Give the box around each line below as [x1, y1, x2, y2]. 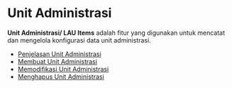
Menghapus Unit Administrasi [17, 72, 104, 81]
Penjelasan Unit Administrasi [17, 50, 101, 58]
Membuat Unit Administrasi [17, 57, 98, 65]
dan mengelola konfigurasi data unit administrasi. [7, 35, 151, 44]
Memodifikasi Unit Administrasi [17, 65, 109, 73]
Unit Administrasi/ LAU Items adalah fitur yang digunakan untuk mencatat [7, 28, 226, 37]
